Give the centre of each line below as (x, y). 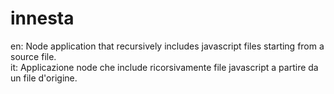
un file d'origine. (44, 78)
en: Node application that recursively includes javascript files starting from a (167, 46)
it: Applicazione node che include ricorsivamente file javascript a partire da (164, 67)
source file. (33, 56)
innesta (42, 18)
